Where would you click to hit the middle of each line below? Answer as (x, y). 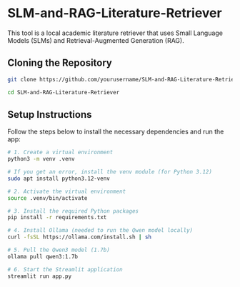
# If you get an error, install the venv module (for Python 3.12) (110, 172)
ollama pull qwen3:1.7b (43, 256)
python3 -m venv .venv (41, 159)
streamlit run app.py (40, 276)
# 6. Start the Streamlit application (65, 269)
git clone (22, 79)
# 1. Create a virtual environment (60, 152)
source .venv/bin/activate (47, 198)
